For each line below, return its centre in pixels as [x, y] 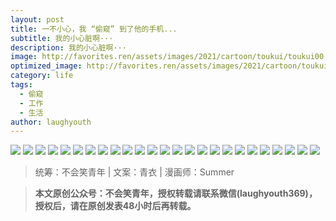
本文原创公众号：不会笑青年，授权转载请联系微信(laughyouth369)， [176, 193]
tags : [21, 85]
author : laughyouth [51, 122]
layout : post [37, 19]
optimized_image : [46, 66]
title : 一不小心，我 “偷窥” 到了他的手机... [94, 29]
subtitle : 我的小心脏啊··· [62, 38]
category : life [42, 76]
